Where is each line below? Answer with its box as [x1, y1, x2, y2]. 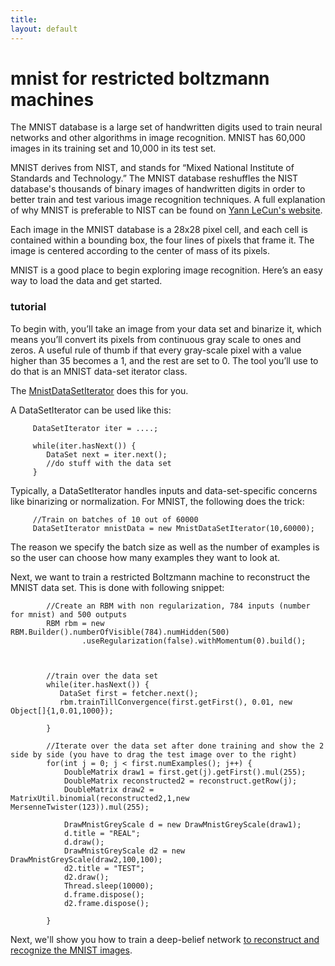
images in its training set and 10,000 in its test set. [10, 142, 217, 155]
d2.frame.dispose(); [63, 898, 150, 908]
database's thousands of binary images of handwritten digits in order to [10, 183, 306, 195]
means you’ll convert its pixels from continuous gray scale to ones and [10, 333, 302, 345]
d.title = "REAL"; [63, 828, 141, 838]
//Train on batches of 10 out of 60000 [32, 514, 199, 525]
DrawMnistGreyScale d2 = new [63, 846, 186, 856]
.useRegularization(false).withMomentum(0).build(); [81, 636, 307, 646]
